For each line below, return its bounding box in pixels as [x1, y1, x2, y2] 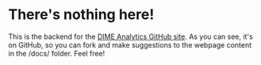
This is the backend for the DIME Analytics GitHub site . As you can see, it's [8, 32, 254, 41]
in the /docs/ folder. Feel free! [8, 48, 106, 58]
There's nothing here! [8, 6, 155, 24]
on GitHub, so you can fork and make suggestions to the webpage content [8, 40, 252, 49]
